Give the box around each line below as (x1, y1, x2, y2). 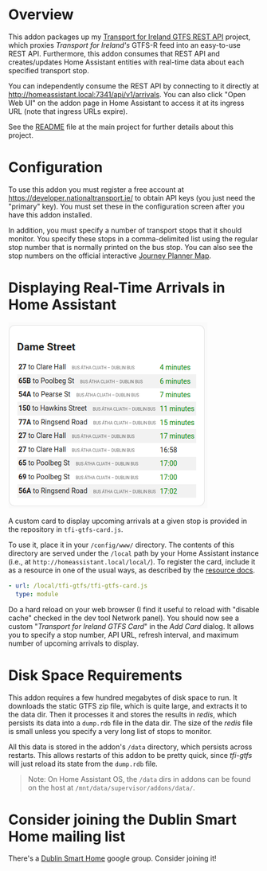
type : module (15, 590, 59, 598)
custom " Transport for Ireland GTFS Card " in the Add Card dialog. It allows (8, 621, 255, 631)
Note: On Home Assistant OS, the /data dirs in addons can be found (27, 774, 251, 783)
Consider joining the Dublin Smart (8, 810, 238, 829)
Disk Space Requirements (8, 666, 183, 684)
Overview (8, 6, 74, 24)
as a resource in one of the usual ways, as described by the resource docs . (8, 565, 255, 575)
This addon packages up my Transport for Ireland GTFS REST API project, (8, 32, 251, 41)
